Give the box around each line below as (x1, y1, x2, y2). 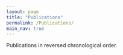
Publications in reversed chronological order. (6, 42, 118, 49)
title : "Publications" (6, 14, 63, 20)
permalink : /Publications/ (6, 20, 74, 26)
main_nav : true (6, 25, 45, 32)
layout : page (6, 8, 39, 15)
